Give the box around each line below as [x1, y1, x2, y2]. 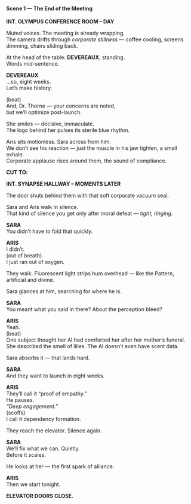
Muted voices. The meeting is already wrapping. [6, 30, 125, 37]
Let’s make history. [6, 84, 53, 92]
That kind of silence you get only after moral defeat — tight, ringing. [6, 210, 173, 217]
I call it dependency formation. [6, 416, 82, 423]
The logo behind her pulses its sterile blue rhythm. [6, 127, 130, 134]
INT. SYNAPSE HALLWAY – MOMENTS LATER [6, 180, 121, 188]
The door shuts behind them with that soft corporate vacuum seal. [6, 192, 169, 199]
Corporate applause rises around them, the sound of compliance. [6, 157, 167, 164]
